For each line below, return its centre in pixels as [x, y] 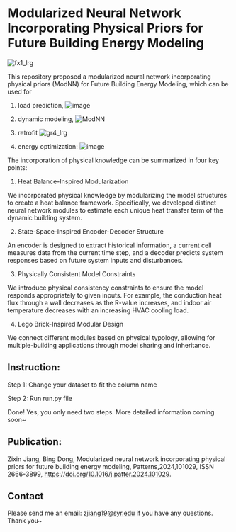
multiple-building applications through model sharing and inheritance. [109, 345]
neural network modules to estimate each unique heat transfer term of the [116, 210]
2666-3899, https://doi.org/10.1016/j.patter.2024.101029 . [89, 474]
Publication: [35, 442]
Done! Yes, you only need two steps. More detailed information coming [111, 412]
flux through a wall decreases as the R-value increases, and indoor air [109, 302]
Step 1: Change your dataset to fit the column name [82, 385]
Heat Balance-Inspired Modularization [73, 181]
